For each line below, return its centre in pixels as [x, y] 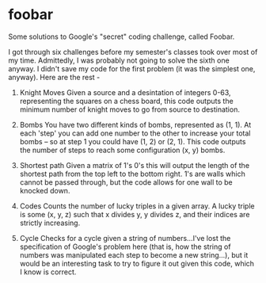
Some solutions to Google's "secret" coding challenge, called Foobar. [122, 36]
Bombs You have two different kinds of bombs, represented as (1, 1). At [135, 124]
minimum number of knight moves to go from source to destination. [129, 109]
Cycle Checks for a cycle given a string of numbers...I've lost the [125, 238]
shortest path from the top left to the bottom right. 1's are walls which [132, 174]
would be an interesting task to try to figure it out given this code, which [137, 263]
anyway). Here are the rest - [54, 77]
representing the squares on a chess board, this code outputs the [126, 101]
